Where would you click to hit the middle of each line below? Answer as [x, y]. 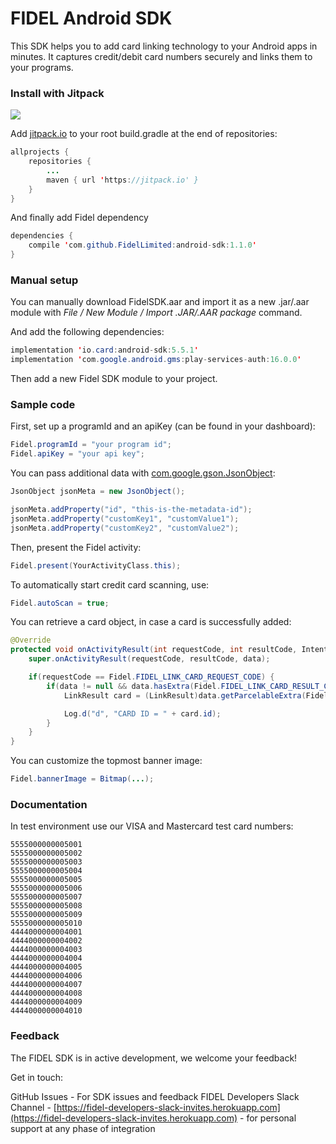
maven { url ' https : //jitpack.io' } [122, 180]
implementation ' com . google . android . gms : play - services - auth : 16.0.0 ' [156, 360]
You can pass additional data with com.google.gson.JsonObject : [143, 473]
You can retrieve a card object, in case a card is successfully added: [151, 622]
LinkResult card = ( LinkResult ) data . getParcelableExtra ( [185, 695]
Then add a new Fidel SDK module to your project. [114, 379]
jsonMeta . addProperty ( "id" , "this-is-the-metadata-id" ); [131, 510]
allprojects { [40, 152]
